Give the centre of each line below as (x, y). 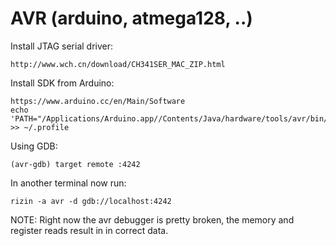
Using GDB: (34, 146)
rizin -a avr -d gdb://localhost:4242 (91, 201)
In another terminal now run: (68, 183)
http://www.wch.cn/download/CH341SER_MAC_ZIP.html (118, 64)
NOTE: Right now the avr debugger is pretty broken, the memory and (152, 219)
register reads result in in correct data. (89, 230)
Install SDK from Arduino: (62, 83)
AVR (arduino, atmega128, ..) (131, 18)
